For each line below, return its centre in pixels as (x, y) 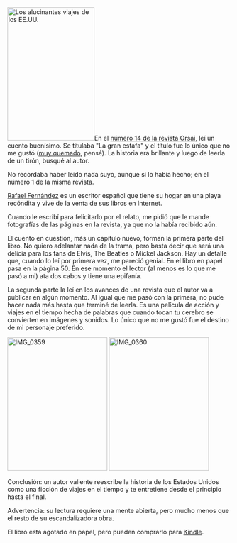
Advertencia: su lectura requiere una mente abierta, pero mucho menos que (118, 511)
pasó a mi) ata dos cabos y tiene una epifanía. (75, 276)
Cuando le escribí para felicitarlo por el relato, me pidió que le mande (108, 217)
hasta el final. (27, 497)
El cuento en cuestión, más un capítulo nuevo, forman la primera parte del (115, 238)
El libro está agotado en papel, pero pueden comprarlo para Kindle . (106, 532)
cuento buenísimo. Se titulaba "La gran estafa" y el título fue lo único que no (119, 146)
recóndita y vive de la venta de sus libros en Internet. (85, 203)
